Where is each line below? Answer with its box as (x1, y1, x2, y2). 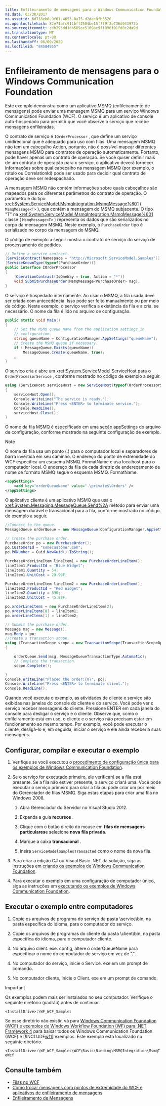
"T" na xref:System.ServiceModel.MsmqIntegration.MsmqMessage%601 (5, 211, 153, 217)
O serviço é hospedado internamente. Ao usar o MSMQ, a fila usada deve (5, 292, 155, 298)
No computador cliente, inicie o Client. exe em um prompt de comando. (12, 975, 158, 981)
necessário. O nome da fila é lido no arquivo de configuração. (5, 308, 131, 314)
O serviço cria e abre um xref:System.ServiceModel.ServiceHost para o (5, 368, 151, 374)
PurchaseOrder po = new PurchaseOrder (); (5, 540, 92, 545)
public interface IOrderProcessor (5, 265, 77, 270)
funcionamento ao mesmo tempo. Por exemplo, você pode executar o (5, 721, 147, 727)
